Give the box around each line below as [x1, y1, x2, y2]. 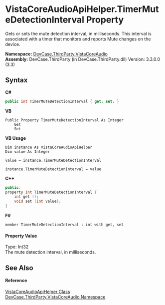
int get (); [14, 194, 39, 199]
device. [5, 41, 20, 47]
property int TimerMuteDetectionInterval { [5, 190, 97, 195]
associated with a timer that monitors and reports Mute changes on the [5, 36, 151, 42]
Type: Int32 [5, 244, 29, 250]
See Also [5, 264, 33, 272]
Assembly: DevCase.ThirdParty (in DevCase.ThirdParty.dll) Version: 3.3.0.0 [5, 56, 161, 62]
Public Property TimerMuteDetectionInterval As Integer [5, 117, 124, 123]
